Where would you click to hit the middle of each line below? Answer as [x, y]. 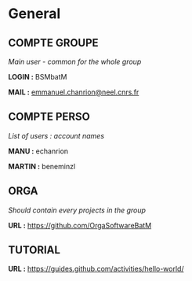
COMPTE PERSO [49, 117]
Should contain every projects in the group [77, 210]
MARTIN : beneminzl [42, 166]
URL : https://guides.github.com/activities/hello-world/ [96, 269]
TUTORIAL [34, 250]
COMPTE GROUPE [54, 43]
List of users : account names [56, 135]
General [34, 14]
